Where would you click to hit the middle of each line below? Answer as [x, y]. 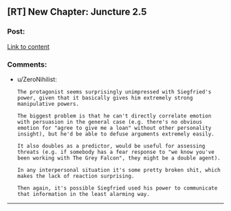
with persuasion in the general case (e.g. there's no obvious [110, 122]
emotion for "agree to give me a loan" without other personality [114, 128]
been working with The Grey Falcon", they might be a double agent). [119, 158]
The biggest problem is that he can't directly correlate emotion [114, 116]
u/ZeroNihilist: [37, 79]
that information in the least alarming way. [83, 194]
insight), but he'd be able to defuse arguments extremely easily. [115, 134]
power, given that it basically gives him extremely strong [105, 98]
